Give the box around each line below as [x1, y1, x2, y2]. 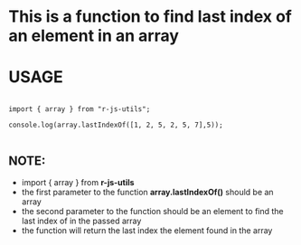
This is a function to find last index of [8, 6, 293, 27]
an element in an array [8, 25, 180, 46]
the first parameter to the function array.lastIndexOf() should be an [21, 186, 274, 197]
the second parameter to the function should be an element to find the [21, 205, 284, 216]
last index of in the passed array [21, 215, 142, 226]
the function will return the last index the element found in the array [21, 224, 273, 236]
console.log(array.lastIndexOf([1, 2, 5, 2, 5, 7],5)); [8, 120, 223, 130]
